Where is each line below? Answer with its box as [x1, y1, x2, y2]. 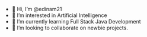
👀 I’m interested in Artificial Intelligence [11, 12, 108, 19]
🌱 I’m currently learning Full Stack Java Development [11, 18, 141, 25]
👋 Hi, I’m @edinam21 [11, 6, 62, 12]
